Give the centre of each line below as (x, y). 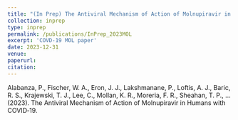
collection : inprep (36, 21)
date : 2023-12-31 (33, 47)
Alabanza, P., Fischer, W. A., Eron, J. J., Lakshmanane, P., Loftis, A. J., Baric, (119, 87)
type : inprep (27, 27)
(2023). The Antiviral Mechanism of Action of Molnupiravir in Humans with (117, 102)
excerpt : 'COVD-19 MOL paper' (52, 41)
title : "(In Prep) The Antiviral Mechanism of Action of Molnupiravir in (119, 14)
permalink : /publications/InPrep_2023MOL (70, 34)
